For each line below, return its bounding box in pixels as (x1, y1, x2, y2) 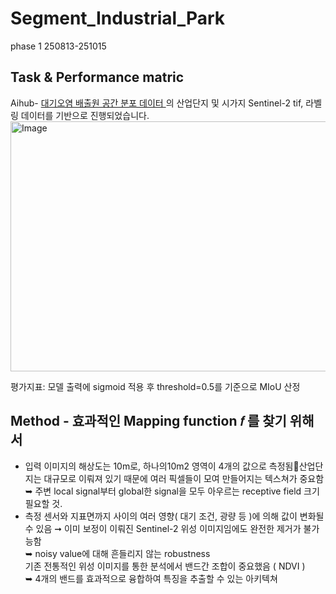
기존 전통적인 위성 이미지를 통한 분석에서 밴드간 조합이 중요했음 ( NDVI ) (24, 560, 306, 572)
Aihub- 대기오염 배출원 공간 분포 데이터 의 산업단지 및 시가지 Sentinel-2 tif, (10, 97, 304, 109)
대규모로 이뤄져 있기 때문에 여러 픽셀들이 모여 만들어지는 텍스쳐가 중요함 (43, 472, 325, 484)
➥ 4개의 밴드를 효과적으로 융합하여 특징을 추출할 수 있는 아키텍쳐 (24, 572, 278, 584)
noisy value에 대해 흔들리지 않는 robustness (34, 547, 211, 559)
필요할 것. (24, 497, 63, 509)
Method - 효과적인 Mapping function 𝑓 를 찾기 (10, 413, 287, 430)
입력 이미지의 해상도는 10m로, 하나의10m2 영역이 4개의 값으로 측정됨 (24, 460, 294, 472)
